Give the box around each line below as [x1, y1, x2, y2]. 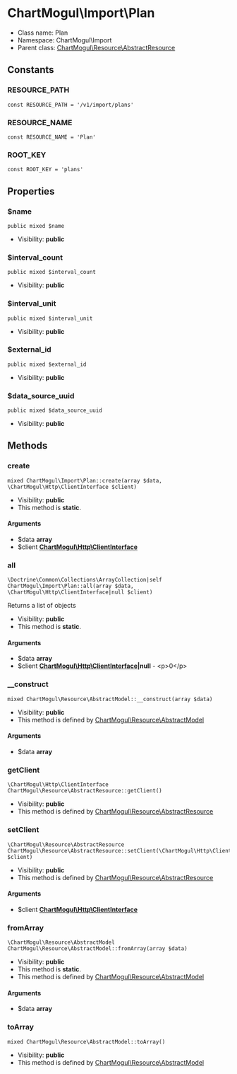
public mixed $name [7, 222, 65, 229]
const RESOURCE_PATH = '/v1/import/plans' [7, 101, 134, 108]
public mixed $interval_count [7, 269, 97, 276]
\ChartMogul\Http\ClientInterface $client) [7, 483, 138, 490]
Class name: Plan [17, 28, 68, 37]
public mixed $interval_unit [7, 315, 93, 322]
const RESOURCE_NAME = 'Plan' [7, 133, 97, 141]
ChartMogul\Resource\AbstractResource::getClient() [7, 787, 162, 795]
